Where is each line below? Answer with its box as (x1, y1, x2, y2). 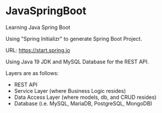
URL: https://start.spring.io (5, 46, 70, 54)
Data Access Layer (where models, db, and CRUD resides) (14, 93, 157, 101)
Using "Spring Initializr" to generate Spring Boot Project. (5, 35, 142, 42)
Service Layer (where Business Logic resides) (14, 87, 127, 94)
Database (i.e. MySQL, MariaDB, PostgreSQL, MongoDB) (14, 99, 153, 107)
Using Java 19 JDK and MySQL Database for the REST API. (5, 58, 149, 65)
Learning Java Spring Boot (5, 24, 70, 31)
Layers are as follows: (5, 69, 59, 76)
